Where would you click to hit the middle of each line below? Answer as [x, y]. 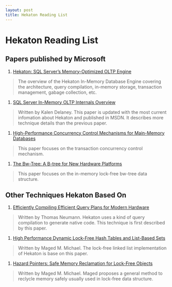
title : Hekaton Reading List [36, 15]
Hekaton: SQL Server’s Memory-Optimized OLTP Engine [72, 71]
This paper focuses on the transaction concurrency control [80, 148]
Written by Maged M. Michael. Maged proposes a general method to [90, 273]
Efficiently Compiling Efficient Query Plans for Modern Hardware [81, 208]
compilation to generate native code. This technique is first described [91, 223]
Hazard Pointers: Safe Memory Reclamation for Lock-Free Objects [83, 263]
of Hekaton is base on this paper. [53, 254]
